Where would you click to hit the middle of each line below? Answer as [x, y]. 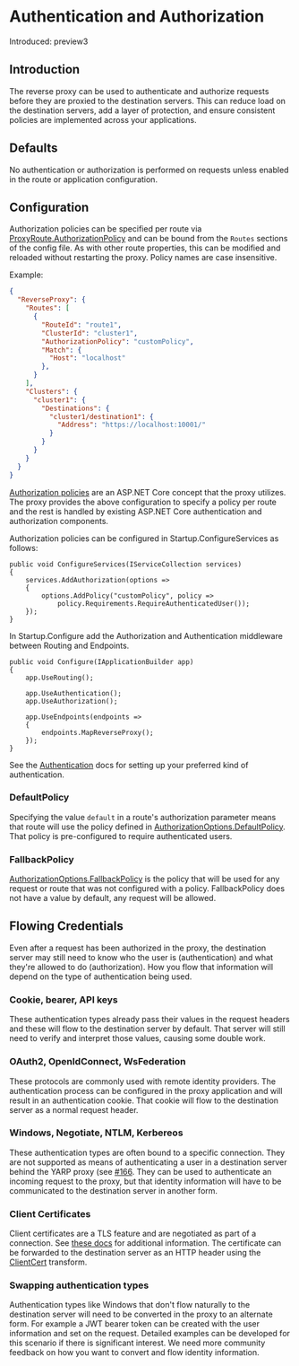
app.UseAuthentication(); [74, 693]
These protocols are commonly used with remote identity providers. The [143, 1081]
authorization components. [59, 521]
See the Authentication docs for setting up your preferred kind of [129, 765]
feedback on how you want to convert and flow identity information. [134, 1353]
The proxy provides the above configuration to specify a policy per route [143, 502]
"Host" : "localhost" [87, 358]
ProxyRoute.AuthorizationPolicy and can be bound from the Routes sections [149, 239]
